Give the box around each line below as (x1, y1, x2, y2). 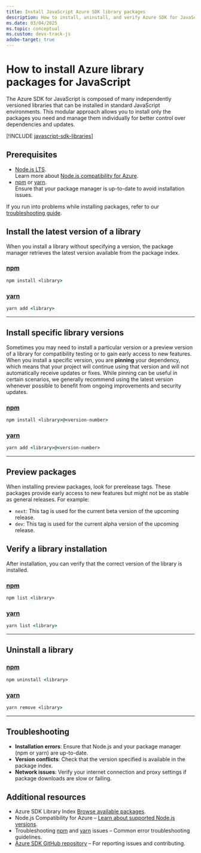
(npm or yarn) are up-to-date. (14, 749, 89, 756)
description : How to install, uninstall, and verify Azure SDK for (6, 14, 178, 20)
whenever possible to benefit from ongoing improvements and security (6, 382, 181, 389)
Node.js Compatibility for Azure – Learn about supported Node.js (14, 815, 175, 822)
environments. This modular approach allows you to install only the (6, 108, 172, 115)
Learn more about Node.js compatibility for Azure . (14, 172, 139, 179)
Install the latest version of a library (6, 226, 141, 237)
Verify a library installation (6, 544, 108, 554)
